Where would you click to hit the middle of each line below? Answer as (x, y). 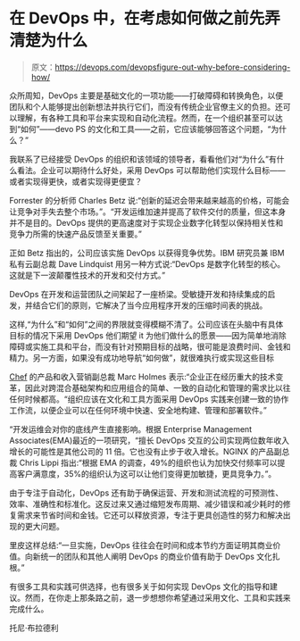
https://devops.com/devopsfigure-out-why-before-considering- (173, 67)
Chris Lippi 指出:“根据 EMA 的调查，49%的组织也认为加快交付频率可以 (148, 462)
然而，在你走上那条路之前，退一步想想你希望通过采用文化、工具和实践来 (158, 597)
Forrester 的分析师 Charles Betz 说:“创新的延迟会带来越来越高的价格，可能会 (150, 200)
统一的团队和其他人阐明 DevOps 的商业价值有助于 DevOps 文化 (156, 556)
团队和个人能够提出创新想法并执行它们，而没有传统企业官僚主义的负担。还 (146, 106)
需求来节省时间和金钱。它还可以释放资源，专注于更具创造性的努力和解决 (150, 515)
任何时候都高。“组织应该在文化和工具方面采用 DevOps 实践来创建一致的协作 (149, 399)
